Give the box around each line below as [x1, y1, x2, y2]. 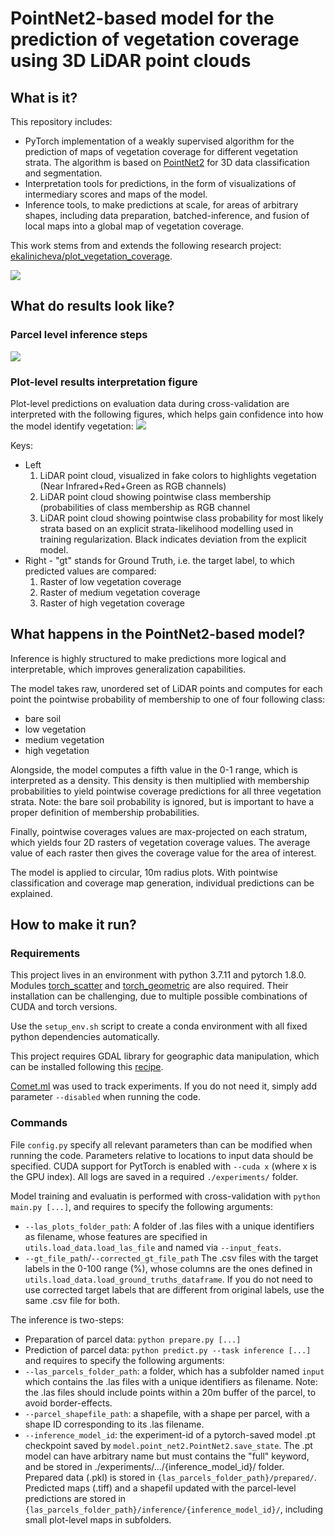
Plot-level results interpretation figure [10, 375, 198, 389]
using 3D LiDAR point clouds [10, 50, 252, 72]
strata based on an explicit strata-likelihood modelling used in [39, 522, 294, 534]
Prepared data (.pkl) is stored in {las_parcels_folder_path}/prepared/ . [24, 1471, 317, 1483]
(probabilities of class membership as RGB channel [39, 501, 251, 513]
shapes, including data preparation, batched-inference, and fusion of [24, 210, 310, 221]
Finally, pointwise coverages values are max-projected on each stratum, [10, 825, 308, 837]
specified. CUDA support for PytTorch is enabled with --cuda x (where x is [10, 1160, 317, 1172]
